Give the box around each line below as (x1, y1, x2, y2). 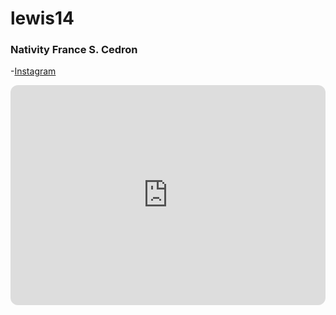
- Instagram (10, 65, 57, 77)
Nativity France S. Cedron (10, 43, 138, 57)
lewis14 (10, 7, 75, 30)
